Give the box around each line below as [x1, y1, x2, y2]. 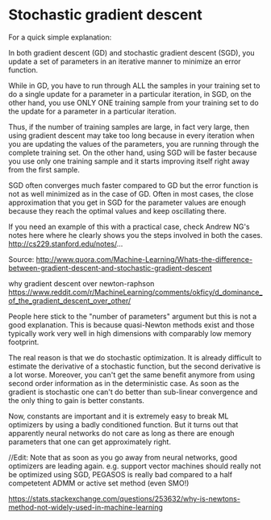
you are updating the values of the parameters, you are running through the [8, 139, 260, 148]
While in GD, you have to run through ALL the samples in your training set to [8, 81, 261, 90]
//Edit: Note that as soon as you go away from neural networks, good [8, 452, 238, 462]
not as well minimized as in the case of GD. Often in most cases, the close [8, 189, 254, 198]
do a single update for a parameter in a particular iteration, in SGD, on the [8, 89, 252, 98]
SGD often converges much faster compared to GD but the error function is [8, 180, 259, 190]
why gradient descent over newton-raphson [8, 278, 155, 288]
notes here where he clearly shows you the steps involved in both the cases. [8, 230, 264, 239]
